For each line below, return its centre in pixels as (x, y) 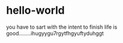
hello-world (36, 10)
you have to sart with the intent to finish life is (62, 27)
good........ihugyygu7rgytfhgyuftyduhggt (55, 33)
